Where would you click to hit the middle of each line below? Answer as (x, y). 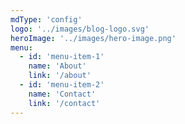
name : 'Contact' (62, 94)
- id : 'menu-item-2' (62, 85)
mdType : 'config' (46, 19)
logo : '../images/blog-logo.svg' (80, 29)
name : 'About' (57, 66)
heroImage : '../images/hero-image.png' (93, 38)
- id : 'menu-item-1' (62, 57)
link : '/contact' (64, 103)
